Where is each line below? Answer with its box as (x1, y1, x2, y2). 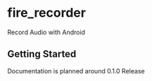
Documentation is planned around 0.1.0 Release (7, 66, 146, 75)
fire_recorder (7, 5, 87, 21)
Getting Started (7, 48, 77, 60)
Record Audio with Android (7, 28, 86, 36)
